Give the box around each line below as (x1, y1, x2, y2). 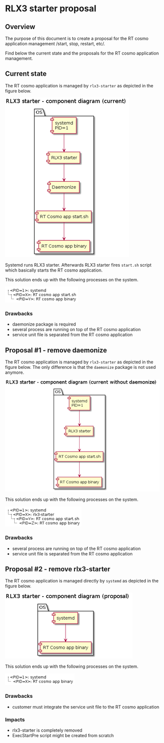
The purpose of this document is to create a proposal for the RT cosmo (5, 35, 149, 41)
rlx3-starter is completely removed (12, 727, 82, 733)
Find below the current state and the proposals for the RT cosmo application (5, 50, 159, 56)
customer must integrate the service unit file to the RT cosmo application (12, 704, 160, 710)
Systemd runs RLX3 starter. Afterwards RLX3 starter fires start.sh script (5, 262, 152, 268)
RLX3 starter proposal (5, 3, 96, 14)
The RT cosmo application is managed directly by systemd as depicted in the (5, 578, 159, 584)
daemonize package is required (12, 321, 76, 327)
